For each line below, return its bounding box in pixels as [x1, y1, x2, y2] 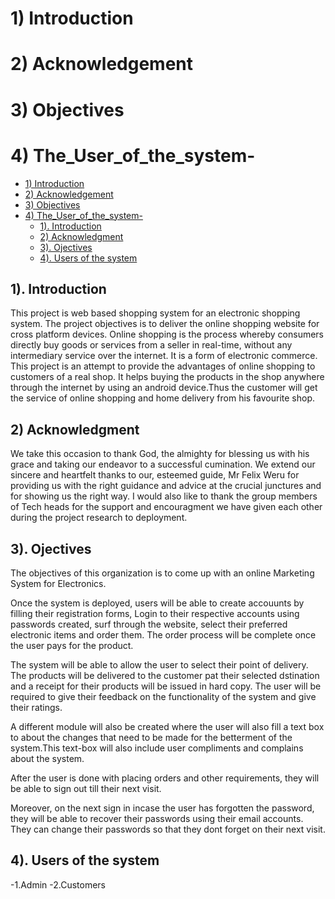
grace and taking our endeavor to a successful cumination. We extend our [10, 458, 316, 471]
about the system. [10, 752, 85, 764]
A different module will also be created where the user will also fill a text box [10, 720, 325, 732]
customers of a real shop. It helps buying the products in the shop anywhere [10, 371, 325, 383]
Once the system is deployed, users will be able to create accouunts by [10, 597, 305, 609]
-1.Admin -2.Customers [10, 878, 107, 891]
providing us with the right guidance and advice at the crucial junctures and [10, 480, 322, 492]
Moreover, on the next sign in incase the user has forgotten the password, [10, 802, 315, 814]
